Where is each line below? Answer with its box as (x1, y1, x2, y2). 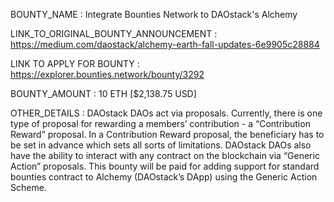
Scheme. (10, 182, 47, 193)
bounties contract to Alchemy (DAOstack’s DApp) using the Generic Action (10, 171, 318, 183)
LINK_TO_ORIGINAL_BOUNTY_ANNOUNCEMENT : (10, 28, 218, 39)
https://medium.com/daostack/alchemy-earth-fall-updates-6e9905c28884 (10, 39, 320, 50)
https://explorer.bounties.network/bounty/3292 (10, 69, 205, 80)
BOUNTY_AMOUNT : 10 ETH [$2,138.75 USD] (10, 88, 197, 99)
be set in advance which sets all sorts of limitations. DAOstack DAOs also (10, 139, 312, 151)
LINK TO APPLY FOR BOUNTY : (10, 58, 140, 69)
